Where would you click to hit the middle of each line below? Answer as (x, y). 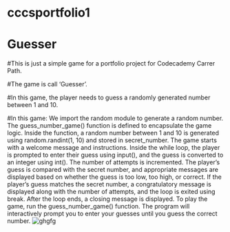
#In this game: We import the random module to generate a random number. (115, 118)
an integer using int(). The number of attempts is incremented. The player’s (114, 162)
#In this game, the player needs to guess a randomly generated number (109, 97)
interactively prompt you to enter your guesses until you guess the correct (113, 214)
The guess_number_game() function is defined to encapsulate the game (109, 126)
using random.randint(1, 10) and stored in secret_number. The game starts (112, 140)
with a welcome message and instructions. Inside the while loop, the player (114, 148)
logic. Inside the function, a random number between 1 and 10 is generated (113, 133)
